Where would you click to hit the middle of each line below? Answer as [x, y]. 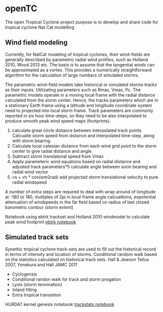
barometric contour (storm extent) [39, 207]
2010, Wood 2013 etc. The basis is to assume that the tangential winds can [80, 64]
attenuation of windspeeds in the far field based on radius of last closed [77, 202]
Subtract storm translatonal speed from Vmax [58, 156]
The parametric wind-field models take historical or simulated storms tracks [81, 84]
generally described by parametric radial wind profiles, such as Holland [77, 60]
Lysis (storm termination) [37, 284]
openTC [21, 9]
